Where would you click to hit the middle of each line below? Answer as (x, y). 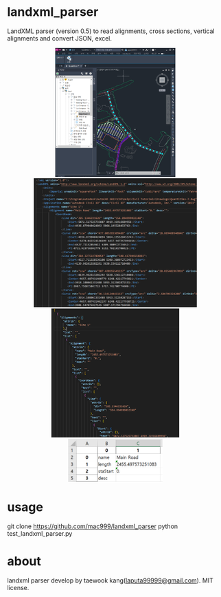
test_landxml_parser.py (40, 533)
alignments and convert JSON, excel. (59, 38)
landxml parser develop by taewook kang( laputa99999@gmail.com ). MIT (110, 580)
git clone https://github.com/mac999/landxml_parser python (93, 526)
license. (18, 587)
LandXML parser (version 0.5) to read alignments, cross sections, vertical (111, 31)
